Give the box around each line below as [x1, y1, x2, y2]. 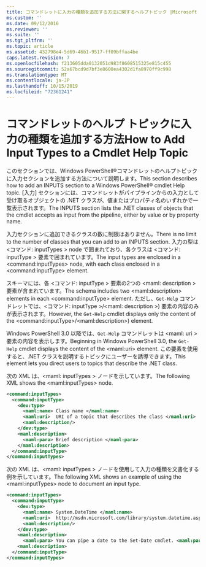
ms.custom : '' [6, 15, 43, 21]
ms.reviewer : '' [6, 26, 48, 33]
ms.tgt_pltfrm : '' [6, 37, 53, 44]
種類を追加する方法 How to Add [28, 133, 185, 147]
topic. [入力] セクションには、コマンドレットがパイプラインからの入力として [6, 188, 199, 196]
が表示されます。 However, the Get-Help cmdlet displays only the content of [6, 310, 196, 317]
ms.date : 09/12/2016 [6, 20, 59, 26]
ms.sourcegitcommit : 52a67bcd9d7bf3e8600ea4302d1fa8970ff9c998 [6, 66, 172, 72]
